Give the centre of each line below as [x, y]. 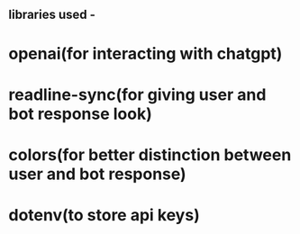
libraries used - [52, 15]
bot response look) [80, 114]
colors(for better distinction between [150, 154]
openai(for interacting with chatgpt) [145, 54]
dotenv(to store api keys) [104, 216]
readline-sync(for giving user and [137, 94]
